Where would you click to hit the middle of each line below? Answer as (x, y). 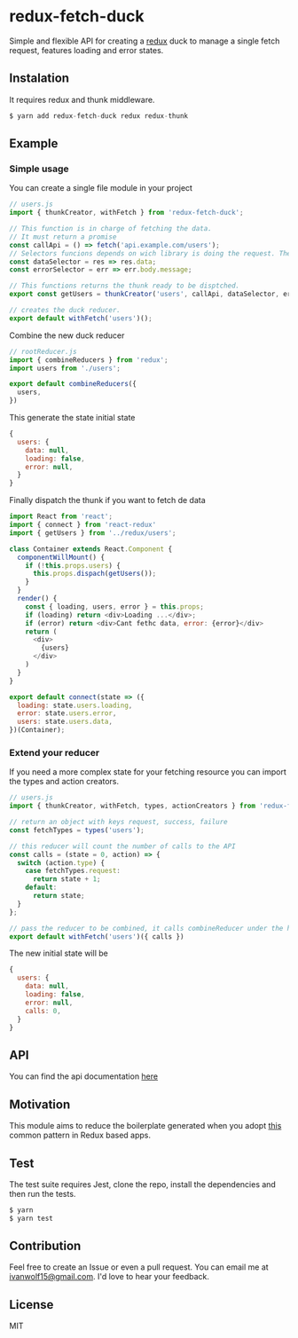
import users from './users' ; (65, 368)
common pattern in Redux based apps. (80, 1135)
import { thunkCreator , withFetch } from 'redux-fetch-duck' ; (126, 213)
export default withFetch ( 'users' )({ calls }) (97, 937)
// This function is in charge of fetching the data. (111, 229)
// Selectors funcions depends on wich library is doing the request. (142, 253)
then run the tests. (43, 1193)
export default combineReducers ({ (73, 384)
